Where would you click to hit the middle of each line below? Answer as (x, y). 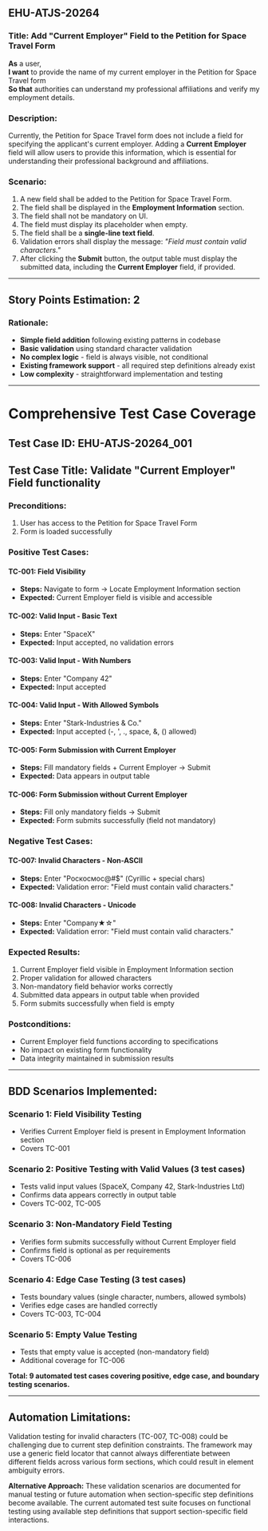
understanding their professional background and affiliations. (108, 161)
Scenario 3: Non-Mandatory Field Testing (91, 1225)
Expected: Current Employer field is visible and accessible (116, 598)
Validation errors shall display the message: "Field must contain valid (133, 242)
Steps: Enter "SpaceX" (57, 634)
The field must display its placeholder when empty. (104, 225)
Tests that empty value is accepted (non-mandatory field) (114, 1352)
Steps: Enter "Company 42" (66, 678)
